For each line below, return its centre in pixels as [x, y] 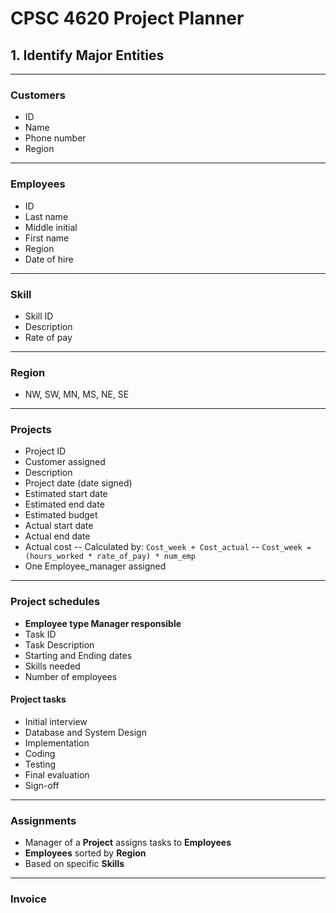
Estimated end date [64, 504]
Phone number [55, 138]
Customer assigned [65, 462]
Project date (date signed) [78, 483]
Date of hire [49, 259]
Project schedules [55, 602]
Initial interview [56, 721]
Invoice [28, 899]
